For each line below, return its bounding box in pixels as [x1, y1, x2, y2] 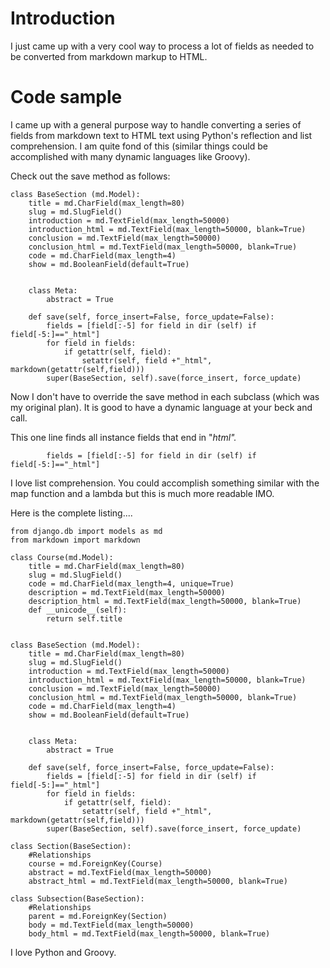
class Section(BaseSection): [10, 841, 132, 851]
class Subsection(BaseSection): [10, 893, 145, 904]
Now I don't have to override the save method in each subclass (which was [10, 390, 320, 402]
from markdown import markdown [10, 535, 141, 545]
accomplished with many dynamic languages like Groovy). [10, 150, 251, 162]
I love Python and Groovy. [10, 946, 117, 958]
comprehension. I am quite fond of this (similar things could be [10, 140, 268, 152]
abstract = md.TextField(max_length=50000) [28, 867, 213, 877]
